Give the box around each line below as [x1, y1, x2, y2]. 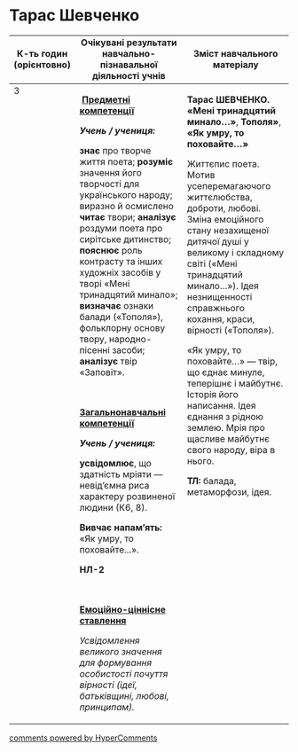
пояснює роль [79, 244, 143, 256]
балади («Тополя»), [79, 310, 164, 323]
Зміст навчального [193, 47, 278, 59]
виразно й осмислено [79, 200, 175, 212]
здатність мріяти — [79, 467, 163, 480]
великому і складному [186, 246, 285, 258]
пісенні [79, 343, 111, 356]
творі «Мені [79, 277, 130, 289]
